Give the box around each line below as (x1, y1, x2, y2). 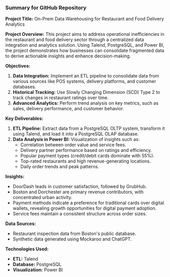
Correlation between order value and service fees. (20, 142, 127, 148)
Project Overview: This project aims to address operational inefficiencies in (5, 31, 165, 37)
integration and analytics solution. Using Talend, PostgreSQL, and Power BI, (5, 42, 164, 48)
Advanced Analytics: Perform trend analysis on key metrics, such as (12, 100, 159, 106)
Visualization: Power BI (12, 267, 63, 273)
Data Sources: (5, 221, 36, 227)
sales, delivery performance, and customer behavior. (12, 106, 124, 112)
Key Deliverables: (5, 115, 43, 122)
